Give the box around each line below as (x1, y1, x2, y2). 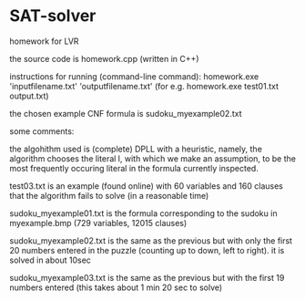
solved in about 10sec (9, 254, 91, 265)
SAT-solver (9, 5, 97, 26)
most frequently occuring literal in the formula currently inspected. (9, 162, 259, 173)
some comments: (9, 125, 75, 137)
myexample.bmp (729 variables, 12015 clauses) (9, 217, 188, 228)
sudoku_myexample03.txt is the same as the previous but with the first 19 (9, 272, 285, 283)
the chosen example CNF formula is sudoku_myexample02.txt (9, 108, 243, 119)
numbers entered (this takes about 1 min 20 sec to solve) (9, 282, 223, 293)
